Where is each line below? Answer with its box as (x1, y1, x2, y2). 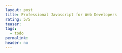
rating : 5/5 (5, 17, 30, 22)
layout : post (5, 7, 33, 13)
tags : (5, 26, 17, 31)
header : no (5, 40, 28, 45)
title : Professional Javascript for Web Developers (5, 12, 117, 17)
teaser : (5, 21, 22, 27)
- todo (10, 31, 24, 36)
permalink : (5, 36, 28, 41)
